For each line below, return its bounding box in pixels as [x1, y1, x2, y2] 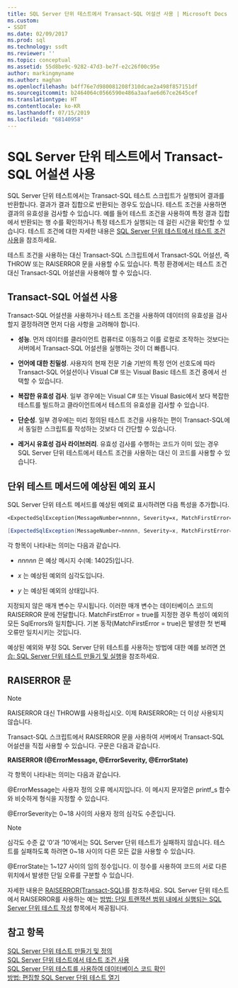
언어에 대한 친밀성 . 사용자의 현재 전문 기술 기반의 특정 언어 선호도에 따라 [17, 359, 216, 367]
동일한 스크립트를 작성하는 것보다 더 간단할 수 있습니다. [25, 425, 177, 433]
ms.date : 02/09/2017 [7, 30, 69, 38]
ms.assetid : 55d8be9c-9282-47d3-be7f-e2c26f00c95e [7, 63, 160, 70]
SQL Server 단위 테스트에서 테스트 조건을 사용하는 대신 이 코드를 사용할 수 [17, 448, 223, 457]
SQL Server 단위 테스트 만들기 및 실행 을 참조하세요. [16, 652, 159, 660]
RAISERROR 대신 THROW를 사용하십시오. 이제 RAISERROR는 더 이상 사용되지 [7, 709, 225, 717]
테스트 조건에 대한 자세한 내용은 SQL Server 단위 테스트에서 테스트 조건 [28, 226, 226, 235]
